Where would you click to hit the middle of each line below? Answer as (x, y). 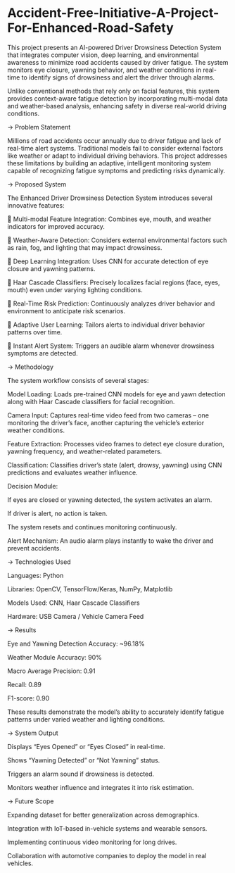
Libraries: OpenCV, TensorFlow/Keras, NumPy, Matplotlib (90, 589)
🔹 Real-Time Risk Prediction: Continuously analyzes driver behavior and (111, 303)
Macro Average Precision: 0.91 (51, 671)
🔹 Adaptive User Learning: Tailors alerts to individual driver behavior (106, 325)
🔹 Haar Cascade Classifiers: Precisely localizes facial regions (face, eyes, (114, 282)
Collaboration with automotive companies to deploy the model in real (107, 855)
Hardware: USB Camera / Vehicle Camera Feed (76, 616)
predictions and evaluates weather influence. (73, 472)
